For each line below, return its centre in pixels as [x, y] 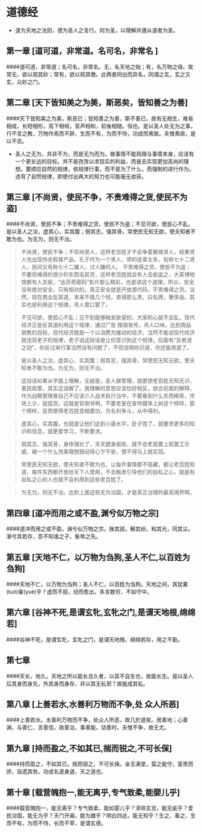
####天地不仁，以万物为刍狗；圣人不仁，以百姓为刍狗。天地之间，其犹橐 [97, 584]
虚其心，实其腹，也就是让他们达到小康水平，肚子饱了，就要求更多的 [105, 424]
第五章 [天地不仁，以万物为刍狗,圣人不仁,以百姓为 [98, 557]
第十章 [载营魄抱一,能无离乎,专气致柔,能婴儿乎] [93, 793]
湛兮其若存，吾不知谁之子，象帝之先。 [54, 537]
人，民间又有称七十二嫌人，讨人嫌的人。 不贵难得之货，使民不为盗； [106, 267]
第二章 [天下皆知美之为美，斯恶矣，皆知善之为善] [97, 103]
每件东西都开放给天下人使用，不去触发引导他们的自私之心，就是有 [113, 472]
